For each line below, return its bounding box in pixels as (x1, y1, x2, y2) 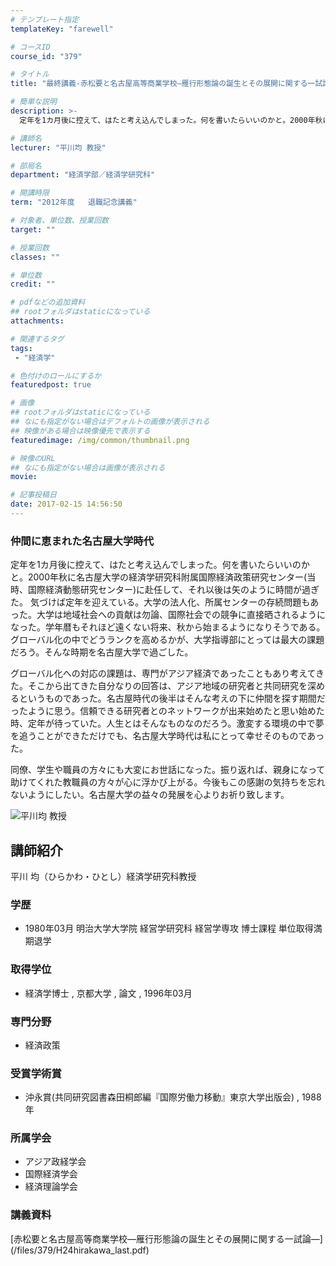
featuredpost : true (10, 380, 92, 390)
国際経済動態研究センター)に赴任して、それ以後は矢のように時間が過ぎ (27, 584, 320, 596)
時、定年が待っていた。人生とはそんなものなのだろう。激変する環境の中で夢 (10, 717, 325, 730)
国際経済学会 (24, 1168, 78, 1180)
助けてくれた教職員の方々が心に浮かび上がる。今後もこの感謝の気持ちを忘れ (10, 776, 326, 788)
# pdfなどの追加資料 (10, 297, 86, 308)
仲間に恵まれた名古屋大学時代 (10, 534, 155, 548)
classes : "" (10, 252, 60, 262)
